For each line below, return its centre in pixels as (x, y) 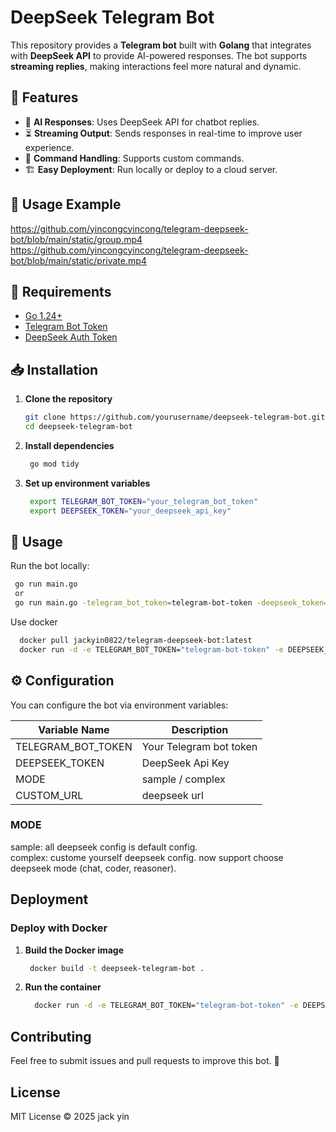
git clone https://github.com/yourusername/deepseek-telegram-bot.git (175, 417)
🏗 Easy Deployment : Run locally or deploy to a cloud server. (151, 169)
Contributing (51, 1036)
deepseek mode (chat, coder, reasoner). (93, 868)
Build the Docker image (74, 950)
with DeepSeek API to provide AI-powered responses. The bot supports (159, 55)
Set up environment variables (87, 483)
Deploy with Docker (59, 928)
